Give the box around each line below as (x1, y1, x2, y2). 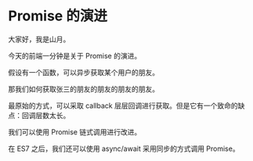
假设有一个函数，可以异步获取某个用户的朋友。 (8, 67, 159, 77)
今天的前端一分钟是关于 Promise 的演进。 (8, 51, 142, 60)
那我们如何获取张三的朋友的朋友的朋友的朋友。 (8, 84, 159, 94)
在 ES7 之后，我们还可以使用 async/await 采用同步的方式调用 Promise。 (8, 144, 240, 153)
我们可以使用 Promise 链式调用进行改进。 (8, 127, 142, 137)
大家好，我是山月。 (8, 34, 70, 44)
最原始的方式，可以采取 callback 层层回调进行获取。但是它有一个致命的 (8, 101, 238, 110)
